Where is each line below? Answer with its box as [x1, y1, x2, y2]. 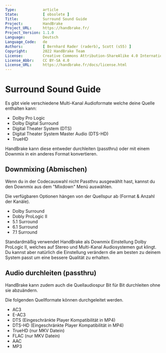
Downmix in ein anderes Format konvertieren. [5, 151, 98, 157]
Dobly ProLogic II [12, 213, 48, 219]
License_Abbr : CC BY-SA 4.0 [5, 58, 70, 63]
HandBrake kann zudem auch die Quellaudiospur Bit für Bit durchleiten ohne [5, 282, 161, 288]
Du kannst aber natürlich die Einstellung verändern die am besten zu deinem [5, 249, 161, 255]
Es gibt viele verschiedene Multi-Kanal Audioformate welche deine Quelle [5, 100, 155, 106]
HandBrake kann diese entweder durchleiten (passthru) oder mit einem [5, 146, 150, 151]
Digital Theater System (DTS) [12, 126, 72, 132]
